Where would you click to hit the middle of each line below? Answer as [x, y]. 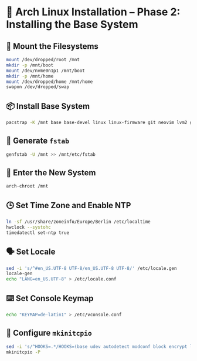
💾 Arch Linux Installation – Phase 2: [93, 12]
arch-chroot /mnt [27, 186]
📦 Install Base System [48, 106]
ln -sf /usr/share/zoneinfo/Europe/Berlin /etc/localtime [78, 222]
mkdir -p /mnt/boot [30, 65]
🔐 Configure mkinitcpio [49, 333]
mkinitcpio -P [23, 352]
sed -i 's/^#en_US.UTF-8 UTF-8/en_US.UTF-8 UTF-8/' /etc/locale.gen [91, 268]
